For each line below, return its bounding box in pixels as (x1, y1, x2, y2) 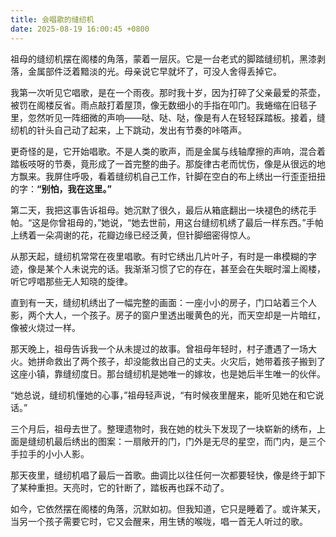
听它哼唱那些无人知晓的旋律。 (10, 275, 133, 287)
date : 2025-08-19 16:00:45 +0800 (10, 24, 150, 34)
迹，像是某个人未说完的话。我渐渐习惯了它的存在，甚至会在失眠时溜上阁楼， (10, 262, 326, 275)
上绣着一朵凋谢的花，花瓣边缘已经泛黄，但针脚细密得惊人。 (10, 229, 256, 241)
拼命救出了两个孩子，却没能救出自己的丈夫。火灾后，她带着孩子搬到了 (36, 355, 326, 367)
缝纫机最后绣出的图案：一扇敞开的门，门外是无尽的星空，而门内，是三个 (27, 435, 326, 447)
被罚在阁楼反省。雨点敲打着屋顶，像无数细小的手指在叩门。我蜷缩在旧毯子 (10, 99, 317, 111)
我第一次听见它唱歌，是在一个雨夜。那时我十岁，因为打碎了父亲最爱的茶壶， (10, 86, 326, 98)
